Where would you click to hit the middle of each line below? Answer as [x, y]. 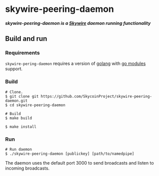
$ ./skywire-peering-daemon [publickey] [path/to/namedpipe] [70, 154]
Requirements [23, 53]
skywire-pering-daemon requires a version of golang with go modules [76, 63]
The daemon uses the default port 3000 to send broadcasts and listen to [79, 163]
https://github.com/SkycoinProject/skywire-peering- [96, 96]
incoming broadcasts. [27, 168]
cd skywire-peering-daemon [38, 105]
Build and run [26, 39]
